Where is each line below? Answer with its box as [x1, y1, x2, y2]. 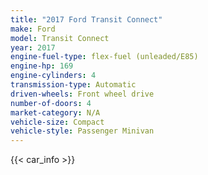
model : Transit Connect [10, 33, 110, 43]
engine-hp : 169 [10, 61, 74, 71]
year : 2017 [10, 42, 56, 53]
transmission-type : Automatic [10, 80, 137, 90]
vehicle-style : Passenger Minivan [10, 126, 155, 136]
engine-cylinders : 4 [10, 71, 97, 81]
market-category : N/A [10, 107, 101, 118]
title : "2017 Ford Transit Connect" [10, 14, 163, 25]
